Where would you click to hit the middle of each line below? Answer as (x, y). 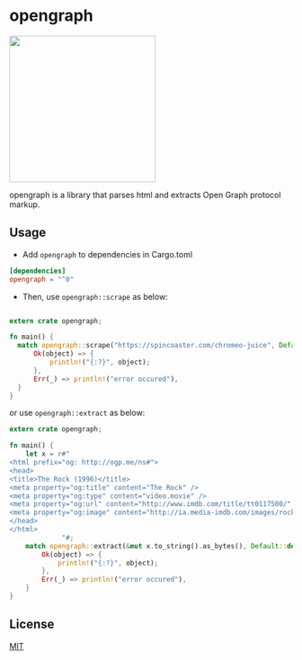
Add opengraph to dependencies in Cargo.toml (107, 254)
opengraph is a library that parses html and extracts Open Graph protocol (145, 194)
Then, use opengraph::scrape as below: (95, 296)
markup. (25, 204)
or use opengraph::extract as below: (77, 413)
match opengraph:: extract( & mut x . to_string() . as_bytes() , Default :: (156, 546)
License (32, 624)
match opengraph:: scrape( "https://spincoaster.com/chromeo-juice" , (147, 346)
